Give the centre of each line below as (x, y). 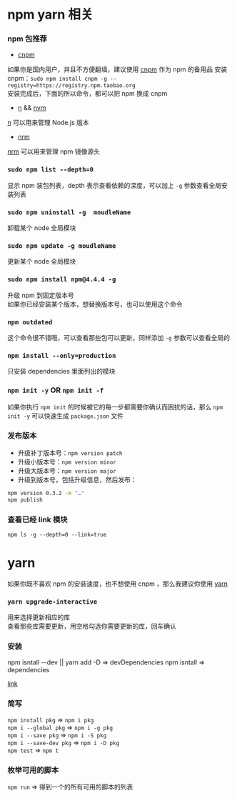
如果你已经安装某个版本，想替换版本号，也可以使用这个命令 (95, 304)
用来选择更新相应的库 (39, 617)
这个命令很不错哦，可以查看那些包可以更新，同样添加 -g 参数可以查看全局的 (119, 337)
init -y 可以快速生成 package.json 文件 (65, 416)
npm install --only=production (62, 355)
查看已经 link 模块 (37, 519)
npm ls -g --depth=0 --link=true (57, 534)
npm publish (25, 500)
